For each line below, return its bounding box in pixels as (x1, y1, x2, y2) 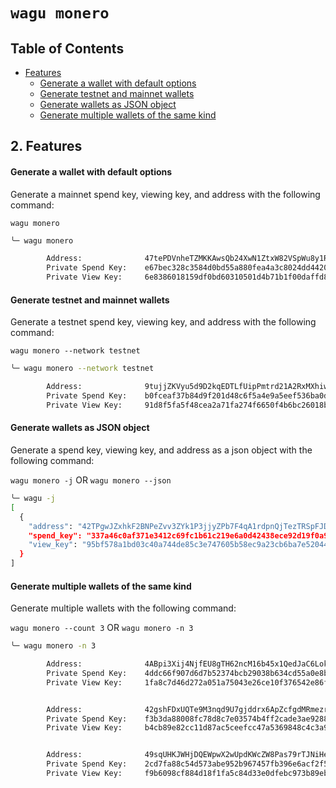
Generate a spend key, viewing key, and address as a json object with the (10, 444, 313, 456)
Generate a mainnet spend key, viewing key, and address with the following (10, 188, 321, 200)
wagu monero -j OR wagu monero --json (10, 474, 172, 486)
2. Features (10, 138, 83, 155)
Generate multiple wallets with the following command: (10, 602, 237, 614)
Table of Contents (10, 40, 125, 57)
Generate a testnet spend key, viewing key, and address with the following (10, 316, 317, 328)
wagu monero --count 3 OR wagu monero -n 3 (10, 622, 194, 634)
